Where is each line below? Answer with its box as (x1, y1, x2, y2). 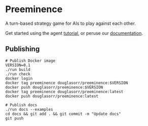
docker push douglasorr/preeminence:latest (5, 94, 99, 99)
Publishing (5, 45, 40, 54)
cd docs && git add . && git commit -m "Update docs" (5, 111, 122, 116)
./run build (5, 67, 30, 72)
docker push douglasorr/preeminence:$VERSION (5, 85, 103, 90)
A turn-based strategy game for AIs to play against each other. (5, 20, 136, 26)
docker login (5, 76, 33, 81)
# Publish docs (5, 102, 38, 107)
